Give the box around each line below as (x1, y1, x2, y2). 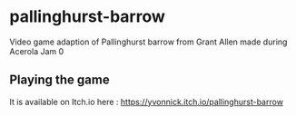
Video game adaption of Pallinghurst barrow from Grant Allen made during (9, 36, 288, 47)
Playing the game (9, 72, 111, 88)
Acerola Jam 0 (9, 45, 64, 56)
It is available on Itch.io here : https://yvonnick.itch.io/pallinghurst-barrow (9, 96, 284, 107)
